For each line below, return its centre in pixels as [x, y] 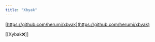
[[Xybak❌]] [17, 34]
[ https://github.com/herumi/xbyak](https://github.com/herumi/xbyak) [77, 24]
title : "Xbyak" [21, 10]
